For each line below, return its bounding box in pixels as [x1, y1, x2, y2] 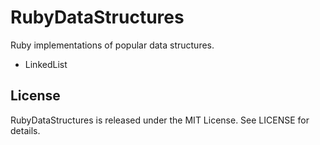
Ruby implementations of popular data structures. [10, 39, 215, 51]
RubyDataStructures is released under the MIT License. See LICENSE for [10, 114, 310, 126]
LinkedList [24, 58, 68, 70]
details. [10, 124, 41, 136]
